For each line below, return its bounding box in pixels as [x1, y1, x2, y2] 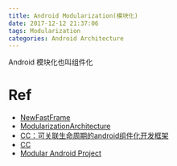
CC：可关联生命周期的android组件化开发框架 [19, 131, 169, 141]
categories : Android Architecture [8, 34, 125, 43]
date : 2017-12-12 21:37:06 [8, 19, 99, 27]
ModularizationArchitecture [19, 122, 111, 131]
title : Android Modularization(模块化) [8, 11, 138, 20]
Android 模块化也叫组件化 [8, 57, 93, 67]
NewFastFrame [19, 113, 71, 122]
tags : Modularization [8, 27, 81, 35]
